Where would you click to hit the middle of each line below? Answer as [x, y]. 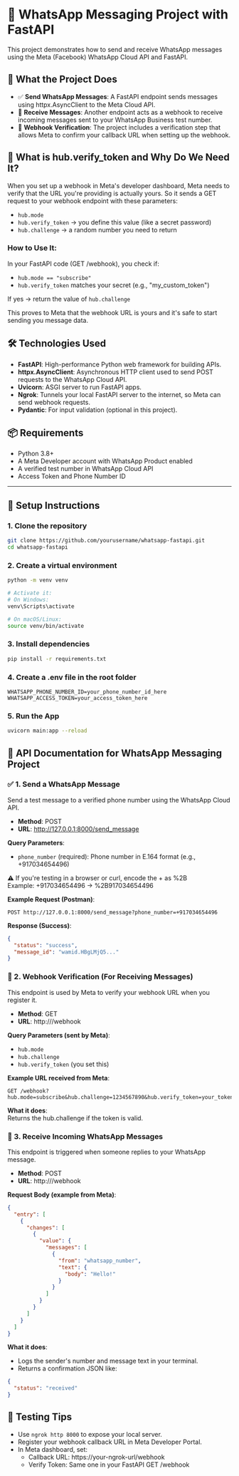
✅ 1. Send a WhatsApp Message [64, 785]
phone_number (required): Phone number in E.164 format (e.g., [107, 856]
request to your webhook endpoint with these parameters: [92, 201]
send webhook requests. [54, 402]
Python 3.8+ [36, 454]
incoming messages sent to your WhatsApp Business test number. [115, 120]
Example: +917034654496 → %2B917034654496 [81, 885]
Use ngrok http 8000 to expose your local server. [90, 1434]
